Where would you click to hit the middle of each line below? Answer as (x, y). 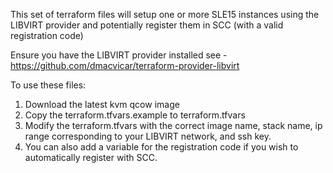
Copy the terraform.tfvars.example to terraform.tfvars (135, 115)
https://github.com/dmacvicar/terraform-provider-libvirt (125, 65)
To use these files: (48, 85)
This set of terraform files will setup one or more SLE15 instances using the (165, 14)
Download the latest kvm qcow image (102, 104)
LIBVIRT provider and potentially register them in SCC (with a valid (147, 25)
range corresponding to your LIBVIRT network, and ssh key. (148, 136)
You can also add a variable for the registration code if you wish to (161, 147)
